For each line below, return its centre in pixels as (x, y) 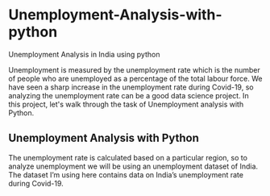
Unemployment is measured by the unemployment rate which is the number (134, 69)
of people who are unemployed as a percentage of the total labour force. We (135, 78)
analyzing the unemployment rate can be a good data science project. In (129, 95)
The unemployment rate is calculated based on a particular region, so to (128, 157)
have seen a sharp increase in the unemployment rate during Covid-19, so (131, 87)
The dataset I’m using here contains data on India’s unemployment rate (126, 174)
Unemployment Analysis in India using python (84, 54)
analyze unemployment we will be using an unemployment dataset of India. (133, 166)
